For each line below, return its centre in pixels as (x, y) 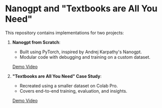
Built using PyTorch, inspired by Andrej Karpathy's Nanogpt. (81, 52)
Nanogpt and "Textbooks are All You (81, 9)
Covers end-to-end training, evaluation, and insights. (73, 91)
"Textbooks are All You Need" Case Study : (57, 76)
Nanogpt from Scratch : (36, 42)
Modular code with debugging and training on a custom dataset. (85, 57)
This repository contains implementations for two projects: (65, 33)
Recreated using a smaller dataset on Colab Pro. (69, 86)
